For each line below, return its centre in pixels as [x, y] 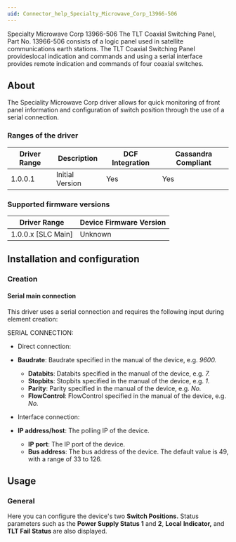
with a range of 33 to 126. [65, 459]
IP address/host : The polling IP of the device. [83, 430]
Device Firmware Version [123, 223]
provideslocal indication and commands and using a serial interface [105, 56]
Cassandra [194, 154]
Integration [131, 162]
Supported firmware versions [59, 204]
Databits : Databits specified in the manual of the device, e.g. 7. [119, 374]
